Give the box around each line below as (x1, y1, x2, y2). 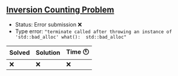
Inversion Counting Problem (6, 5, 114, 15)
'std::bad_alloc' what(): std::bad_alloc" (15, 34, 127, 40)
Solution (35, 48, 61, 57)
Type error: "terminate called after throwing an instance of (15, 27, 173, 35)
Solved (9, 48, 30, 57)
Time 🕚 (66, 48, 89, 56)
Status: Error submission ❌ (15, 21, 82, 28)
